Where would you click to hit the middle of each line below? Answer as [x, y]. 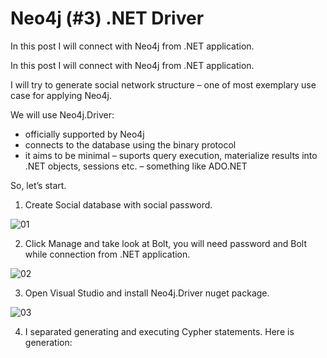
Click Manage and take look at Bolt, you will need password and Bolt [165, 243]
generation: [48, 342]
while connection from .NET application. [107, 254]
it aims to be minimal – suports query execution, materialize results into [171, 155]
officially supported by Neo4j [84, 134]
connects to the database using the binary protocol [130, 144]
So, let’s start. [38, 185]
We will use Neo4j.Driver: [62, 114]
